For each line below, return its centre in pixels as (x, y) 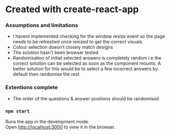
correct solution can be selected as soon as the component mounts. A (87, 63)
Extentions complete (31, 88)
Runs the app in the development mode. (47, 122)
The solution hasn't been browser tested (56, 52)
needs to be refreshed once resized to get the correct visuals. (78, 42)
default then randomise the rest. (47, 74)
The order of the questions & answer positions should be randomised (86, 98)
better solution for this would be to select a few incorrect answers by (85, 69)
